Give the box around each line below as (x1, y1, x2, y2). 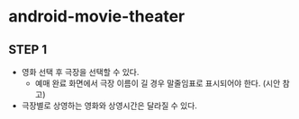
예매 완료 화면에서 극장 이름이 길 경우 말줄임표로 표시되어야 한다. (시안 (34, 78, 281, 89)
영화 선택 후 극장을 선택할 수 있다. (21, 67, 140, 77)
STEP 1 (8, 42, 48, 57)
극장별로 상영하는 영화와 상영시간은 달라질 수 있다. (21, 100, 197, 111)
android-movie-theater (8, 6, 186, 27)
